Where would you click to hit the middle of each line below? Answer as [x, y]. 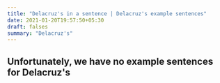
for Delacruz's [39, 72]
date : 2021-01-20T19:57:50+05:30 [56, 20]
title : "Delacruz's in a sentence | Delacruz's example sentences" [107, 14]
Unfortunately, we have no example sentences [110, 61]
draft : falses [28, 27]
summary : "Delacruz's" [40, 33]
